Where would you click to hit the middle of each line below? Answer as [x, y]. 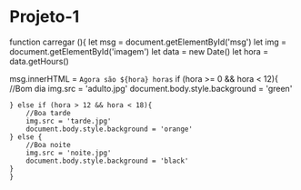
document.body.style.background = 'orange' [110, 129]
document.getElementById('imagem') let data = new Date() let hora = [139, 51]
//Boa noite [48, 145]
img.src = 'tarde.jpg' [69, 121]
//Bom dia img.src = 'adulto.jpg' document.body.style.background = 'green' [151, 88]
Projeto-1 [45, 17]
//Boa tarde [48, 113]
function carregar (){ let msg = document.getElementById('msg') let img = [148, 42]
